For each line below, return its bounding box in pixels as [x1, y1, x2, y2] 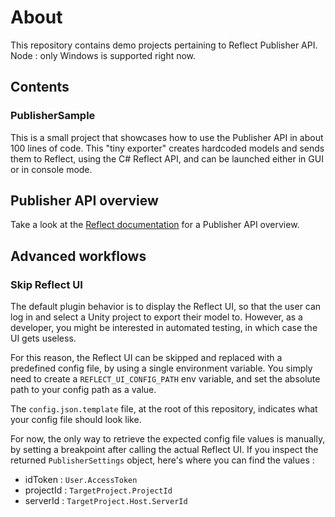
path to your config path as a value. [10, 384, 157, 396]
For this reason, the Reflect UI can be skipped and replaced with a [10, 352, 283, 364]
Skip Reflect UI [10, 277, 83, 291]
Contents [10, 79, 70, 96]
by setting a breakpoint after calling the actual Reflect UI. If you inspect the [10, 444, 319, 456]
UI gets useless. [10, 332, 77, 345]
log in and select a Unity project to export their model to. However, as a [10, 311, 303, 323]
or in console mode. [10, 163, 93, 175]
